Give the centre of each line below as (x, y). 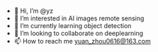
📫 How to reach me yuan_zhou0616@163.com (82, 41)
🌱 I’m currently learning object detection (73, 26)
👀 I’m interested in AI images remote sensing (79, 18)
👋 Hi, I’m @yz (34, 11)
